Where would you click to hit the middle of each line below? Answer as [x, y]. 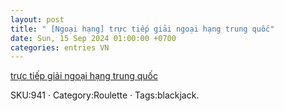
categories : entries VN [60, 47]
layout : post [37, 19]
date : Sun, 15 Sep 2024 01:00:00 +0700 [93, 38]
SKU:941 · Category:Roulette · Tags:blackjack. [105, 95]
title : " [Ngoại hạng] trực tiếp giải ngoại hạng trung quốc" [142, 29]
